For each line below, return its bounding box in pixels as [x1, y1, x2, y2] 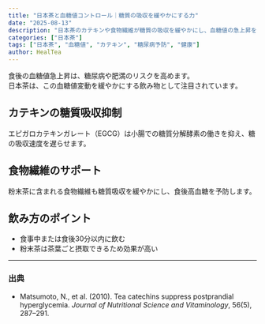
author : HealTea [8, 48, 62, 56]
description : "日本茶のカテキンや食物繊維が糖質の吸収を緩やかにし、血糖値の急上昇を [8, 26, 258, 34]
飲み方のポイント [8, 212, 91, 225]
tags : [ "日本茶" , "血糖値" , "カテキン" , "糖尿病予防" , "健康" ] [8, 41, 200, 49]
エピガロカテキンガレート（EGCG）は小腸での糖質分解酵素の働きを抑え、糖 [8, 128, 256, 138]
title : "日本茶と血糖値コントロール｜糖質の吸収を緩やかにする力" [8, 11, 199, 20]
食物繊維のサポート [8, 164, 102, 178]
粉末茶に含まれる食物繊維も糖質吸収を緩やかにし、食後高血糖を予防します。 [8, 186, 256, 196]
